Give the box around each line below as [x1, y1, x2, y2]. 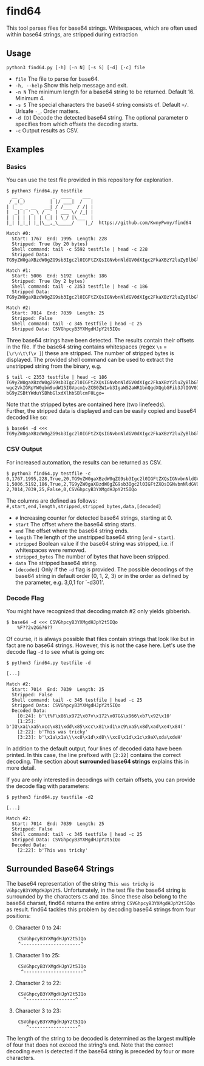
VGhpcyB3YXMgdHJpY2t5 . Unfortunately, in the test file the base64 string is [6, 886, 186, 894]
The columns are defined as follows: [6, 497, 97, 504]
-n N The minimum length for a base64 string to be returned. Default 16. [15, 88, 195, 95]
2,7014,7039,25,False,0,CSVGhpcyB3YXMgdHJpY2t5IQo [6, 486, 137, 492]
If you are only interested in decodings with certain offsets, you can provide [6, 776, 195, 784]
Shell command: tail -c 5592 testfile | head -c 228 [12, 246, 148, 253]
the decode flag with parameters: [6, 783, 90, 790]
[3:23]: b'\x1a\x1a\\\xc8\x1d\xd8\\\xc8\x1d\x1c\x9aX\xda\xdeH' [17, 735, 183, 741]
